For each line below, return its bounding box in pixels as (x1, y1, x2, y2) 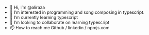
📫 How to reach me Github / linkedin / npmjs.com (9, 25, 110, 30)
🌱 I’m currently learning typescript (9, 15, 78, 20)
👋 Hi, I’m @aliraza (9, 5, 45, 10)
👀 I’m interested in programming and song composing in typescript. (9, 9, 145, 15)
